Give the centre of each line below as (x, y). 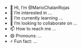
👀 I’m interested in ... (31, 13)
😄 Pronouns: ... (26, 36)
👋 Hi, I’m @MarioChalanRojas (40, 8)
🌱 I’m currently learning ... (36, 18)
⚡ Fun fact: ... (23, 41)
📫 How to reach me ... (33, 29)
